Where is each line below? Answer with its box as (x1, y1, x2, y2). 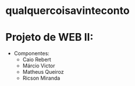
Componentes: (13, 50, 50, 57)
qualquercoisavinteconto (5, 4, 130, 17)
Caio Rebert (22, 56, 52, 63)
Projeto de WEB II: (5, 31, 94, 44)
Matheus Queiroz (22, 69, 65, 76)
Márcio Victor (22, 62, 56, 69)
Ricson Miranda (22, 74, 61, 82)
